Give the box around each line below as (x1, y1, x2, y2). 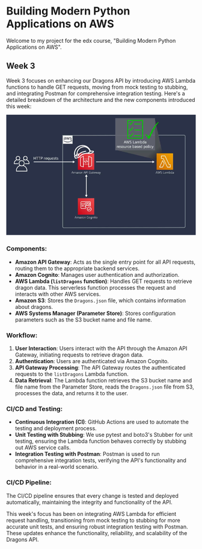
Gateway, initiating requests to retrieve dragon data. (14, 351, 144, 358)
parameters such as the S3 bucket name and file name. (14, 316, 152, 323)
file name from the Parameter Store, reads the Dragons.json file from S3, (14, 383, 194, 390)
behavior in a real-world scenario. (14, 463, 99, 471)
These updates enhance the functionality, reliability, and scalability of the (6, 529, 188, 536)
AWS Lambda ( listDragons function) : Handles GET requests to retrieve (14, 278, 192, 285)
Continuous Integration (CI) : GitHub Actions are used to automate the (14, 418, 189, 426)
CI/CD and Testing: (6, 404, 63, 413)
